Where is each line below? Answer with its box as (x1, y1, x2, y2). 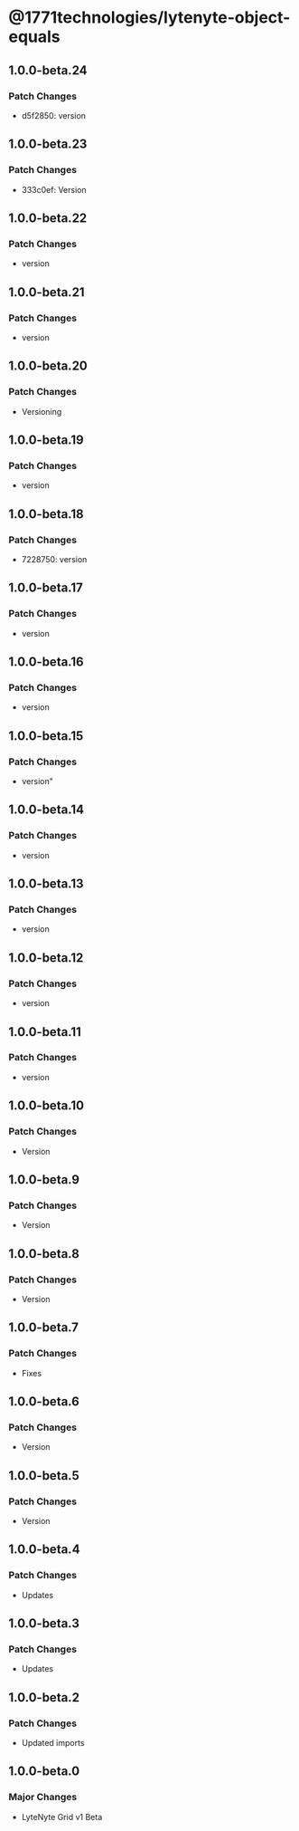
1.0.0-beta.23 (8, 137, 88, 152)
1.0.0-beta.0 (8, 1764, 80, 1779)
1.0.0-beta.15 (8, 728, 84, 743)
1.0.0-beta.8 (8, 1246, 80, 1261)
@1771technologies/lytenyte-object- (8, 7, 291, 28)
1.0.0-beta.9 (8, 1172, 80, 1187)
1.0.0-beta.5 (8, 1468, 80, 1483)
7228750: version (21, 554, 88, 564)
